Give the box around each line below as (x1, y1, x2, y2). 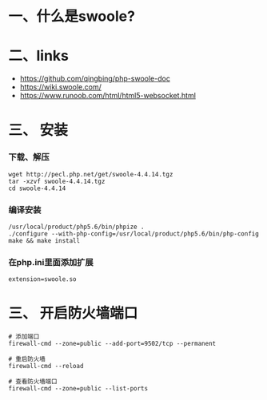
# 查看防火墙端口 (8, 378, 58, 386)
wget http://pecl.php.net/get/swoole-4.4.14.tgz (8, 170, 173, 178)
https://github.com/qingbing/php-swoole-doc (19, 73, 170, 84)
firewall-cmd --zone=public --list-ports (8, 385, 149, 393)
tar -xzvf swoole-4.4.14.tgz (8, 177, 106, 185)
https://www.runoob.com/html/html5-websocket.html (19, 91, 196, 101)
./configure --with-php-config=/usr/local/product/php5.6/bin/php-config (8, 229, 260, 238)
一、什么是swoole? (8, 7, 136, 26)
